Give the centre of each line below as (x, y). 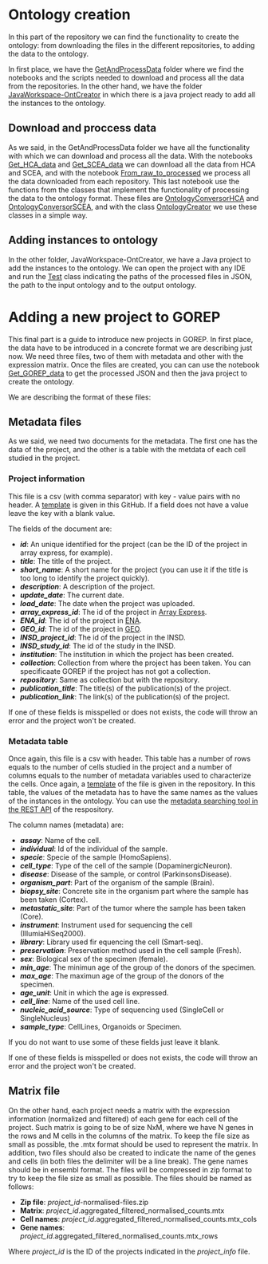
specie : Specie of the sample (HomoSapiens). (95, 857)
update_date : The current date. (72, 595)
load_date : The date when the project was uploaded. (107, 603)
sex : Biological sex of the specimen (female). (94, 959)
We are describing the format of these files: (80, 397)
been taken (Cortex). (54, 900)
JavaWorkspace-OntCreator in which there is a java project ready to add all (132, 94)
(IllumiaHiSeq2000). (53, 933)
